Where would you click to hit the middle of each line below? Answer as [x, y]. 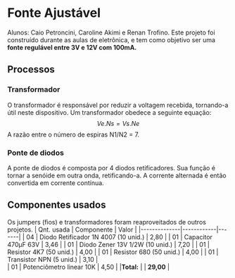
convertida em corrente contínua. [56, 183]
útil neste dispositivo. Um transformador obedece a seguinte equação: [109, 112]
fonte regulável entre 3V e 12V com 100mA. [72, 47]
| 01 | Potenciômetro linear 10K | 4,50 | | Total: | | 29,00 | [89, 267]
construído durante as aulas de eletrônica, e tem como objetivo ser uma [112, 39]
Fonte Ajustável [54, 13]
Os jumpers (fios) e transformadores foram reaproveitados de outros [107, 222]
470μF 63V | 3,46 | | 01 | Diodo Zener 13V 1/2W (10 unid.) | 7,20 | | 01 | [108, 244]
